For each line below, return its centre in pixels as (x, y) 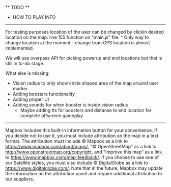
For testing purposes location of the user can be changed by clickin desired (85, 32)
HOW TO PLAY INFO (34, 17)
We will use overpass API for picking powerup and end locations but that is (84, 58)
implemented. (20, 48)
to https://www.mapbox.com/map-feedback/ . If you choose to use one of (82, 157)
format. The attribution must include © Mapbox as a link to (67, 141)
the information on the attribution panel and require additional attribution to (84, 173)
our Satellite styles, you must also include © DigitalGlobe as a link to (77, 163)
